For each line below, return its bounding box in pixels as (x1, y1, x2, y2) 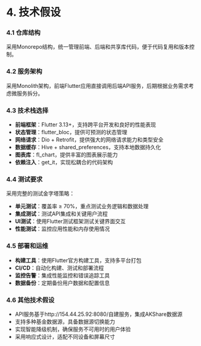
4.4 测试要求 (6, 175, 43, 184)
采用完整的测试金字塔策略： (6, 190, 75, 197)
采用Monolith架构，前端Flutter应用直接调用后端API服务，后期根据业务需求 (6, 82, 189, 89)
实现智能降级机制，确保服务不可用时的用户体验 (14, 326, 131, 333)
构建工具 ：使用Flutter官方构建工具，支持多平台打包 (14, 256, 142, 264)
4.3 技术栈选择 (6, 106, 49, 114)
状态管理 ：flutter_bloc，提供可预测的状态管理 (14, 129, 128, 136)
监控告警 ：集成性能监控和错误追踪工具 (14, 271, 110, 279)
